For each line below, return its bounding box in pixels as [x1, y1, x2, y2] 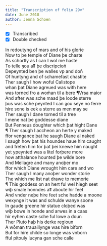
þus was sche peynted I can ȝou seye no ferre [5, 100, 101, 106]
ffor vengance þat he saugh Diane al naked [5, 133, 95, 139]
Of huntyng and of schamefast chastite [5, 73, 87, 79]
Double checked [12, 36, 47, 43]
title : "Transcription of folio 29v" [5, 7, 85, 13]
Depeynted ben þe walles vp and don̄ [5, 68, 83, 74]
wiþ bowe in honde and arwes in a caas [5, 208, 87, 214]
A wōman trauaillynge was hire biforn [5, 224, 83, 230]
